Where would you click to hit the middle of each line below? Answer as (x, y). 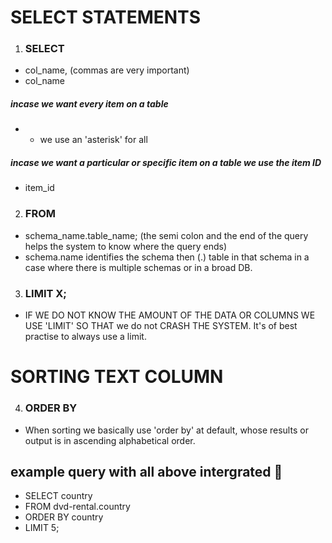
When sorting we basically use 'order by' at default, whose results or (166, 430)
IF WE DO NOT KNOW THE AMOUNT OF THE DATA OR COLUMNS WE (170, 315)
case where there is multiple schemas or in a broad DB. (138, 267)
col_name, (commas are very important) (107, 70)
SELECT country (58, 496)
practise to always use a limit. (85, 337)
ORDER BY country (64, 517)
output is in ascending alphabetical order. (110, 440)
